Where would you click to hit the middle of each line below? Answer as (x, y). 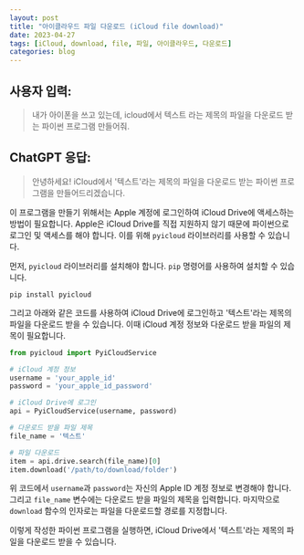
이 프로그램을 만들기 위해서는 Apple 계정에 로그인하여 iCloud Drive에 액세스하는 (152, 212)
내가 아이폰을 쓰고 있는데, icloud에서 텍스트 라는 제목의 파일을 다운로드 (157, 114)
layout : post (34, 18)
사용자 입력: (41, 91)
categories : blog (42, 52)
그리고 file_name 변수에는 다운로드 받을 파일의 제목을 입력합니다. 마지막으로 (145, 499)
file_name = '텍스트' (48, 436)
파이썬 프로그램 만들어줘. (86, 126)
